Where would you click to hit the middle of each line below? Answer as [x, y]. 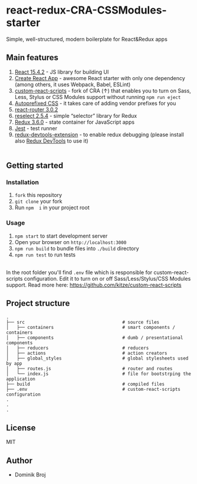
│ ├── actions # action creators [87, 353]
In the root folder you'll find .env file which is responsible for [79, 272]
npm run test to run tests [45, 255]
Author [19, 460]
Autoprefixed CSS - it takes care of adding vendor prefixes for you [95, 103]
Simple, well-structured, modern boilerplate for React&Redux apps [87, 39]
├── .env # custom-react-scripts [93, 389]
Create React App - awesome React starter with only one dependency [100, 78]
